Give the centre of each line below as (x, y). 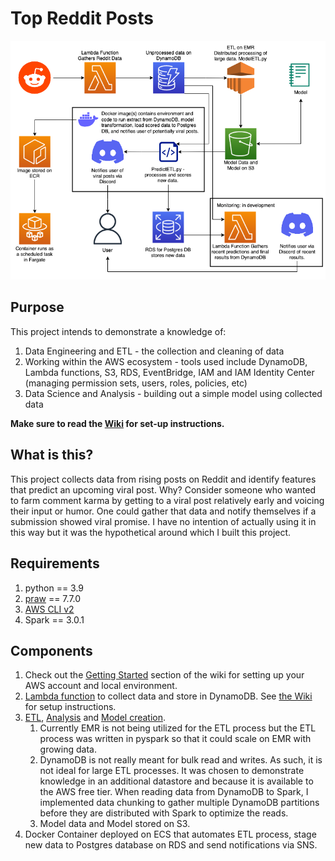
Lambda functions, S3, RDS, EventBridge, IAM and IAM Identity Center (169, 372)
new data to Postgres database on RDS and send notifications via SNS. (171, 845)
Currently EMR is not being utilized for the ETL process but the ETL (178, 728)
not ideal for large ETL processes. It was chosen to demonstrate (172, 771)
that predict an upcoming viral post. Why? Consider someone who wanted (163, 489)
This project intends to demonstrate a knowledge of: (118, 331)
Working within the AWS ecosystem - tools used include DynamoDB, (166, 361)
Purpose (37, 307)
